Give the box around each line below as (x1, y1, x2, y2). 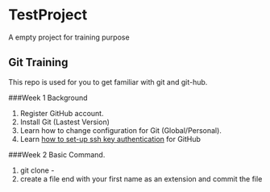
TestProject (8, 6, 88, 24)
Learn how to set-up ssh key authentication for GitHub (19, 134, 201, 144)
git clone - (19, 165, 55, 175)
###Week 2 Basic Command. (8, 149, 106, 159)
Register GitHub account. (19, 108, 104, 118)
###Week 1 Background (8, 93, 88, 102)
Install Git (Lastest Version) (19, 117, 110, 127)
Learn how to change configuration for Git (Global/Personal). (19, 125, 222, 135)
